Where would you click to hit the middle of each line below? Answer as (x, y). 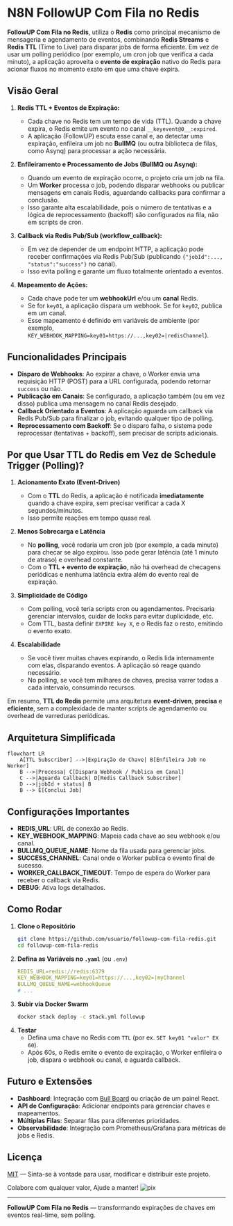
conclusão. (43, 200)
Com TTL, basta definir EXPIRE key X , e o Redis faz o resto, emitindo (125, 623)
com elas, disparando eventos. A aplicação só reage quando (114, 665)
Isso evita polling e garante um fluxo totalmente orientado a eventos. (126, 271)
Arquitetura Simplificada (61, 738)
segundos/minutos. (55, 511)
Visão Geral (33, 91)
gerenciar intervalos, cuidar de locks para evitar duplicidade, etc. (120, 616)
